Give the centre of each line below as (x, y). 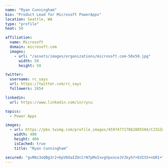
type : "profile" (22, 24)
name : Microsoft (26, 42)
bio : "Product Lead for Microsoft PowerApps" (53, 15)
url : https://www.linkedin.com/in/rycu (51, 102)
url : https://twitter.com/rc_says (45, 84)
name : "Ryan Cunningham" (31, 10)
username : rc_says (29, 79)
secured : (14, 157)
